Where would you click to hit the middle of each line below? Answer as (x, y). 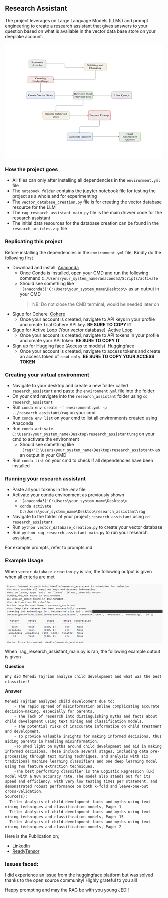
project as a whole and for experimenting (55, 196)
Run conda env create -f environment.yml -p (60, 407)
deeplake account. (24, 36)
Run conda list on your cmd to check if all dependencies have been (83, 460)
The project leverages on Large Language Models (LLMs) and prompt (77, 20)
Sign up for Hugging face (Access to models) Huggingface (73, 346)
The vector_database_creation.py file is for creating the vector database (87, 202)
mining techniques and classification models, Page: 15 (64, 817)
